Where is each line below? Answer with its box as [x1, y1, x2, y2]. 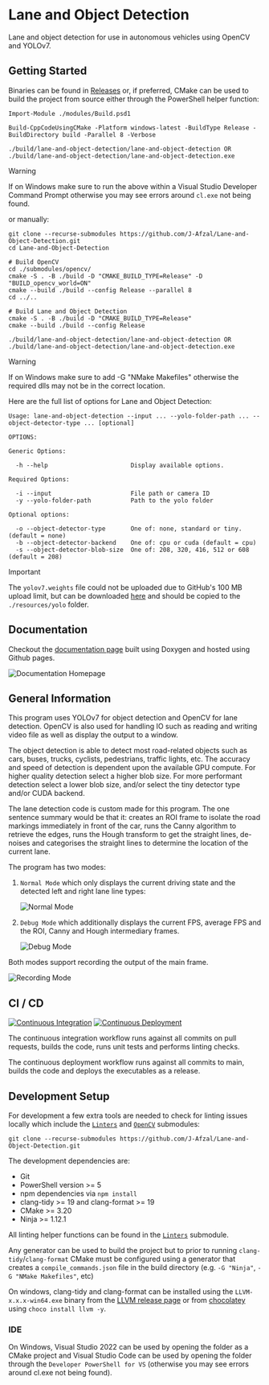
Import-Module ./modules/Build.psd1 [8, 109, 131, 117]
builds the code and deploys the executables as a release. [8, 1066, 201, 1076]
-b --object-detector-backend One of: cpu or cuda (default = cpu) [15, 538, 257, 546]
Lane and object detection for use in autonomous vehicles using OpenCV [8, 32, 251, 42]
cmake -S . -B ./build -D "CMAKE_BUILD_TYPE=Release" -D [8, 272, 203, 280]
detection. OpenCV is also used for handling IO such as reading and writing [8, 722, 258, 732]
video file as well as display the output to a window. [8, 730, 179, 740]
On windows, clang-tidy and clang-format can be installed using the [8, 1287, 234, 1296]
